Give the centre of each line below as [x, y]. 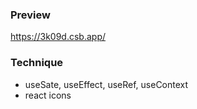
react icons [48, 95]
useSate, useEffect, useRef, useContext [106, 84]
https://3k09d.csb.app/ [58, 37]
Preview [30, 15]
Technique [37, 63]
